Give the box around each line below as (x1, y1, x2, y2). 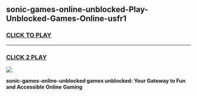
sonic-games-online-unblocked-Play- (6, 5, 148, 15)
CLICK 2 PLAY (6, 53, 47, 61)
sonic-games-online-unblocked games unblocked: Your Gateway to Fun (6, 77, 186, 84)
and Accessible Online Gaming (6, 83, 83, 90)
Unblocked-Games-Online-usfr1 (6, 14, 127, 24)
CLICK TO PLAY (6, 31, 52, 40)
